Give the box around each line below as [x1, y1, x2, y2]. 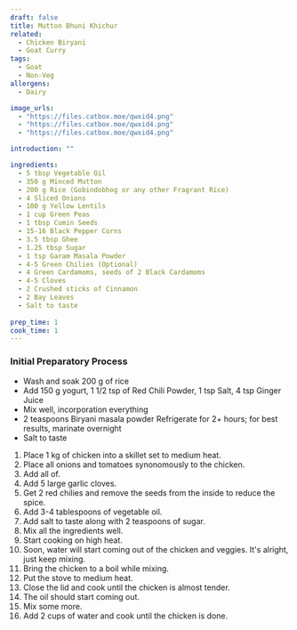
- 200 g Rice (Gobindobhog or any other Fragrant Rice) [18, 185, 229, 194]
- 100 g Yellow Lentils [18, 202, 106, 211]
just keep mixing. [22, 553, 86, 564]
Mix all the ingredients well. [22, 525, 124, 536]
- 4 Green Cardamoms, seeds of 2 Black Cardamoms [18, 268, 205, 277]
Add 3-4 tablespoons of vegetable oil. [22, 506, 163, 517]
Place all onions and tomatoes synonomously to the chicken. [22, 459, 245, 470]
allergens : [10, 79, 51, 88]
